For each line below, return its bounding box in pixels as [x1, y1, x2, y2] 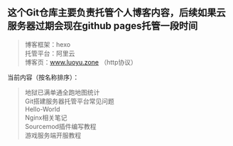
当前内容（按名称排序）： [7, 73, 80, 82]
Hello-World [24, 105, 60, 113]
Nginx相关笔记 [24, 113, 67, 122]
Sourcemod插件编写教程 [24, 122, 97, 130]
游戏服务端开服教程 [24, 130, 82, 140]
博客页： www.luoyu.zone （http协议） [24, 57, 137, 66]
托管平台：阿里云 [24, 49, 75, 57]
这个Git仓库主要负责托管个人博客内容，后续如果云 [7, 6, 226, 19]
